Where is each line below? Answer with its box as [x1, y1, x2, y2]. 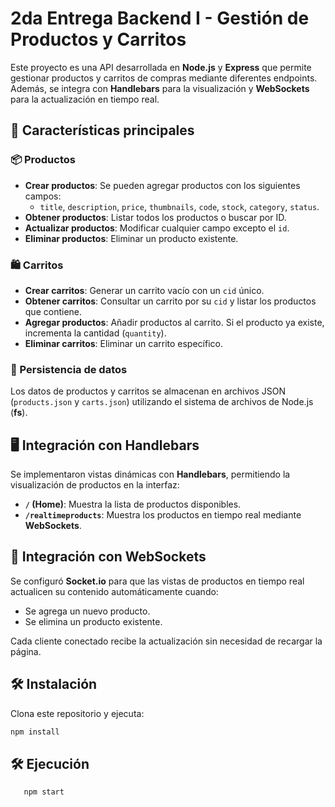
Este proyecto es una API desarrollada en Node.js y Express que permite [10, 61, 312, 73]
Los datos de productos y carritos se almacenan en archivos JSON [10, 385, 287, 397]
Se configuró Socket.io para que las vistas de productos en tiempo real [10, 575, 305, 587]
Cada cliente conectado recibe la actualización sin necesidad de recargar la [10, 635, 323, 647]
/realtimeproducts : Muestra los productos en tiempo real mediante [24, 509, 302, 521]
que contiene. [24, 305, 83, 317]
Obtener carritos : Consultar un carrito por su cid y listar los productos [24, 295, 317, 307]
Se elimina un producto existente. [24, 615, 163, 627]
